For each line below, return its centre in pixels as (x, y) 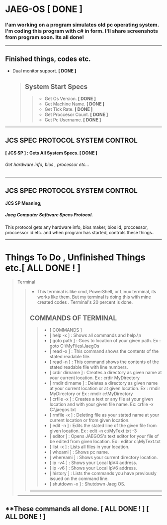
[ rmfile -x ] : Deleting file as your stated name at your (104, 415)
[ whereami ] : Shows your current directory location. (104, 457)
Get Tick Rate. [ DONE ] (69, 109)
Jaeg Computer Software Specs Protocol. (49, 215)
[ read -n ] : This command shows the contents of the (104, 362)
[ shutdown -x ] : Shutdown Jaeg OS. (87, 484)
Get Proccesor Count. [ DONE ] (76, 115)
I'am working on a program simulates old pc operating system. (82, 25)
